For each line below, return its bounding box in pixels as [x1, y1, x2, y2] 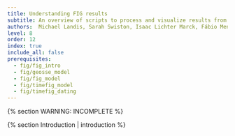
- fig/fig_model [13, 75, 61, 82]
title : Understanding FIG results [7, 10, 108, 17]
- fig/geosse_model [13, 68, 71, 75]
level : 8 [7, 29, 33, 37]
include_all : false [7, 50, 64, 56]
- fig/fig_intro [13, 62, 61, 69]
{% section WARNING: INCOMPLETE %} [7, 107, 124, 116]
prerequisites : [7, 56, 52, 63]
